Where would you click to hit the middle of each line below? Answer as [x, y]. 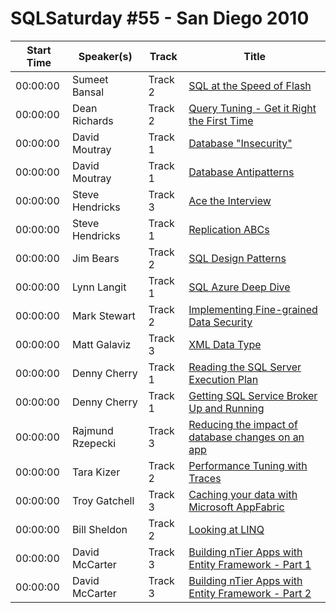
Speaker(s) [105, 56]
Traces [205, 478]
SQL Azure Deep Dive [239, 287]
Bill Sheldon [99, 529]
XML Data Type [225, 344]
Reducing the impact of [243, 424]
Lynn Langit [99, 287]
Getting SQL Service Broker [253, 395]
